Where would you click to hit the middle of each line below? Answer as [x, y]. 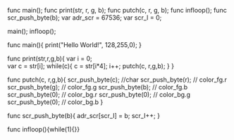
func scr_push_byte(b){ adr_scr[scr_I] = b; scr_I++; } [84, 116]
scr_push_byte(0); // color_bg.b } [55, 102]
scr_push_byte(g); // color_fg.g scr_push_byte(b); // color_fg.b [98, 87]
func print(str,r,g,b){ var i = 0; [50, 58]
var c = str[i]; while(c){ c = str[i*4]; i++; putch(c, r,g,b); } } [91, 66]
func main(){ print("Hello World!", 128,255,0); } [75, 45]
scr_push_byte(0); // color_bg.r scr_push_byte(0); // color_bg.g [99, 95]
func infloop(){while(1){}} [43, 129]
